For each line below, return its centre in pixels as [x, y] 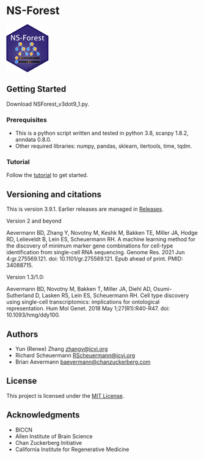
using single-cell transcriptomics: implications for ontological [83, 302]
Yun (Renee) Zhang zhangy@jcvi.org [61, 348]
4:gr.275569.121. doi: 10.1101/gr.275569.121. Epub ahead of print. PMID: [95, 259]
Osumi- [162, 289]
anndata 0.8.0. [33, 140]
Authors [22, 334]
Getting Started [36, 89]
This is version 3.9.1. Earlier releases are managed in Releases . [85, 209]
